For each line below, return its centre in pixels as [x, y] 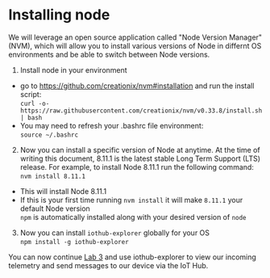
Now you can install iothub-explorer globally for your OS [115, 233]
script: [31, 94]
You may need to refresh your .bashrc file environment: [112, 125]
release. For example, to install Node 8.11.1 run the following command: [137, 166]
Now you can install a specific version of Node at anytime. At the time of [140, 150]
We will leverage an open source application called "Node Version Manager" [135, 37]
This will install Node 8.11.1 [63, 191]
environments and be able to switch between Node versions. [109, 54]
